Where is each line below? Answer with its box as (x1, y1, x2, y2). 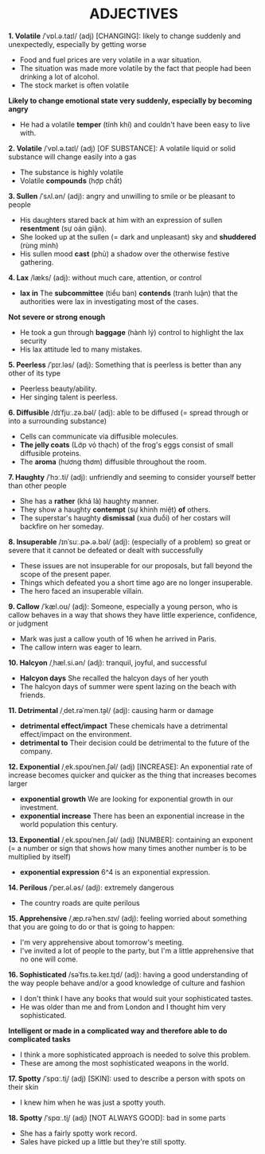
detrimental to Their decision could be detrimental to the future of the (19, 738, 250, 747)
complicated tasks (8, 1034, 72, 1043)
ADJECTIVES (88, 5, 178, 23)
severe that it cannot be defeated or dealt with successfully (8, 545, 204, 555)
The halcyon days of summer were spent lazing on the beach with (19, 681, 236, 691)
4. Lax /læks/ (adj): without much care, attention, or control (8, 272, 202, 283)
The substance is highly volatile (19, 167, 124, 177)
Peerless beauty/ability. (19, 384, 97, 393)
